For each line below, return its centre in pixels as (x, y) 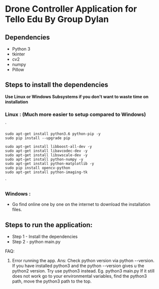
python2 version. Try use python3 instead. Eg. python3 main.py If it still (83, 271)
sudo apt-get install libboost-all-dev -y (48, 147)
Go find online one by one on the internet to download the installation (81, 204)
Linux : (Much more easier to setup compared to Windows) (76, 114)
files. (17, 210)
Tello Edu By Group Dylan (57, 19)
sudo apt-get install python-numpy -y (44, 160)
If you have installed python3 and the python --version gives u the (78, 266)
